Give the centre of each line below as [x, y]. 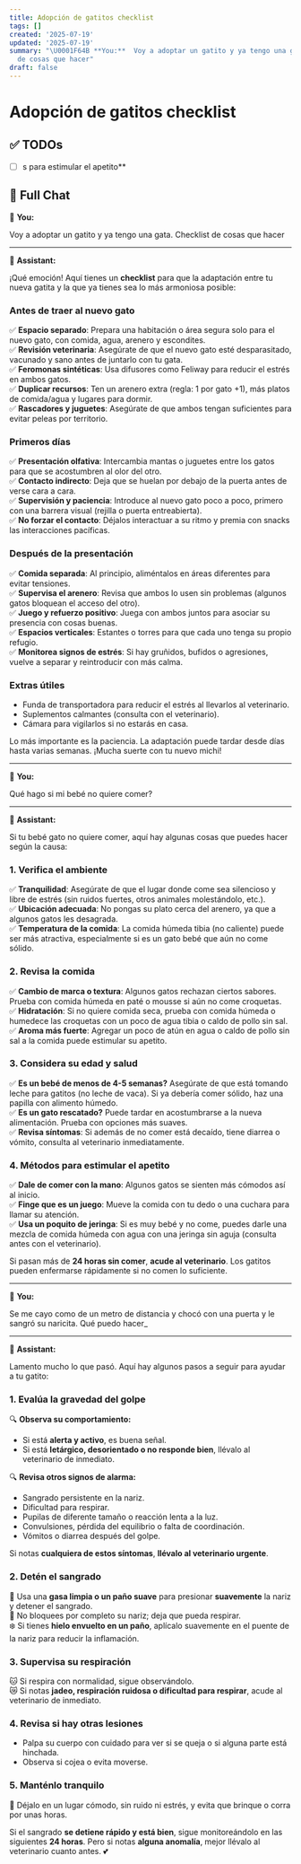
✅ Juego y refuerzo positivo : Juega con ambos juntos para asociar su [140, 612]
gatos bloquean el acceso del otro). [75, 603]
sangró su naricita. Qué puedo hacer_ [78, 1324]
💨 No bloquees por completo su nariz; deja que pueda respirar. [125, 1615]
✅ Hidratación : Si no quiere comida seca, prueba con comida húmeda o [142, 1011]
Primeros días [40, 442]
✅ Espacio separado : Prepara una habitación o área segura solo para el [142, 330]
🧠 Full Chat [40, 195]
